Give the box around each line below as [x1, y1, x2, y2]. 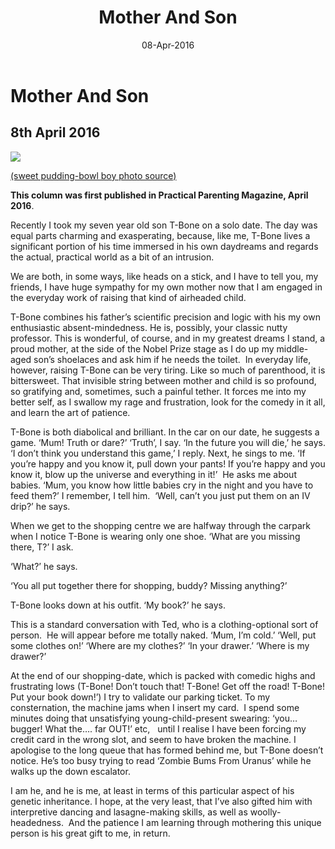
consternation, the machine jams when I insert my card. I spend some [10, 701, 300, 713]
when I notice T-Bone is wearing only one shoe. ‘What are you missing [10, 530, 301, 542]
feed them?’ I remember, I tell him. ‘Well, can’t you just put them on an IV [10, 489, 311, 501]
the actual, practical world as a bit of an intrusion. [10, 251, 215, 263]
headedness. [10, 816, 64, 828]
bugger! [10, 722, 43, 735]
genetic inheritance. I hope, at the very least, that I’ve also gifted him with [10, 795, 313, 807]
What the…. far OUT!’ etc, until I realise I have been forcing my [44, 722, 307, 735]
